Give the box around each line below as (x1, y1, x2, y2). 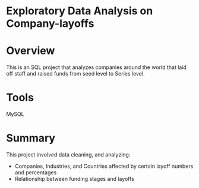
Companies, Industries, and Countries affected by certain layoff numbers (14, 162, 194, 170)
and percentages (14, 169, 57, 176)
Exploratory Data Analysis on (6, 4, 153, 18)
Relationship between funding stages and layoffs (14, 176, 135, 182)
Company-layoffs (6, 17, 94, 30)
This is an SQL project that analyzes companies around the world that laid (6, 64, 187, 71)
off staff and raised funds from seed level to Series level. (6, 70, 145, 77)
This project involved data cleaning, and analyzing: (6, 151, 131, 158)
